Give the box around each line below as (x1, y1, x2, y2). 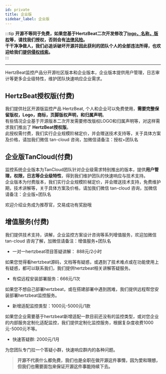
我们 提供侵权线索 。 (13, 49, 53, 55)
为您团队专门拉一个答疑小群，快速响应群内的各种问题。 (5, 347, 118, 353)
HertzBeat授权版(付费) (5, 92, 75, 100)
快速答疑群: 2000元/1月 (12, 336, 60, 342)
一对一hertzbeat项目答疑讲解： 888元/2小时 (12, 248, 102, 254)
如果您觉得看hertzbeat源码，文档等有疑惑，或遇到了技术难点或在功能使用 (5, 259, 155, 265)
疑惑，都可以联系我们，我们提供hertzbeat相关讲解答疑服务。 (9, 265, 133, 271)
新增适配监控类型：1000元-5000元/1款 (12, 303, 90, 309)
